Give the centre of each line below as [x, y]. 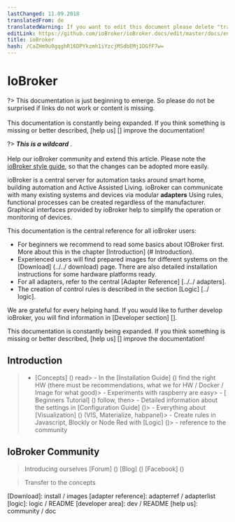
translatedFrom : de [36, 20]
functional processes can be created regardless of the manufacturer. [107, 202]
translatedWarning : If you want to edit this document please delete [111, 27]
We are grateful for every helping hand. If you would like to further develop [115, 310]
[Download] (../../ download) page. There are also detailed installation [117, 267]
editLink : [22, 33]
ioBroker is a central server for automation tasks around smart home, [107, 180]
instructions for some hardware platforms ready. [87, 274]
